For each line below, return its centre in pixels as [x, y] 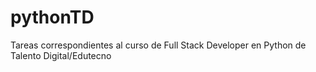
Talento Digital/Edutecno [61, 55]
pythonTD [52, 17]
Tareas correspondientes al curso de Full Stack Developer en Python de [158, 45]
